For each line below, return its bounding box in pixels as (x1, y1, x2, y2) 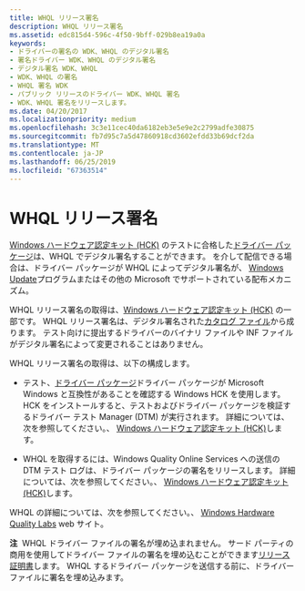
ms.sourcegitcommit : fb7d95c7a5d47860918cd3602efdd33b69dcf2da (9, 132, 255, 141)
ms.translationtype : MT (9, 140, 100, 149)
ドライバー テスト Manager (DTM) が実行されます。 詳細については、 (30, 412, 290, 423)
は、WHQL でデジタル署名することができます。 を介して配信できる (33, 251, 285, 262)
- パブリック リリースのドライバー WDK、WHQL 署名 (9, 89, 180, 98)
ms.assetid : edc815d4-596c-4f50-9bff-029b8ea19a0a (9, 30, 206, 39)
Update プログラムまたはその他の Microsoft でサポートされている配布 (9, 274, 269, 285)
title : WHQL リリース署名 (9, 13, 99, 23)
